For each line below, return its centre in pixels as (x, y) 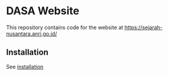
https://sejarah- (144, 27)
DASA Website (43, 11)
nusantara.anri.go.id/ (32, 33)
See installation (25, 66)
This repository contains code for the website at (65, 27)
